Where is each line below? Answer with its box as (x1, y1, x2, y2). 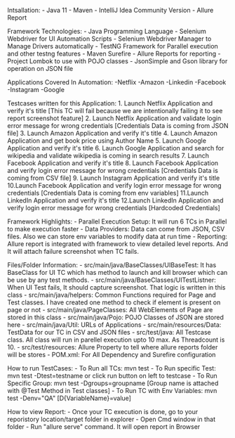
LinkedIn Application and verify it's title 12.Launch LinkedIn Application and (7, 196, 224, 205)
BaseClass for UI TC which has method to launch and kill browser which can (7, 269, 228, 276)
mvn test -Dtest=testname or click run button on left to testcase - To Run (7, 372, 217, 380)
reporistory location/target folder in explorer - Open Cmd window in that (7, 415, 216, 423)
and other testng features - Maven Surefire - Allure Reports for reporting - (7, 49, 221, 58)
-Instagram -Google (7, 86, 65, 94)
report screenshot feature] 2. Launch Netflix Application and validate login (7, 114, 222, 122)
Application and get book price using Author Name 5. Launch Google (7, 136, 207, 145)
